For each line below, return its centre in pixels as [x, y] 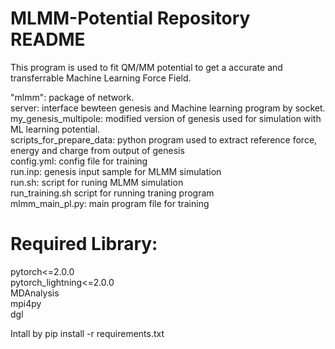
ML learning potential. [55, 129]
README [48, 39]
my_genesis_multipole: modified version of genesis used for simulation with [166, 118]
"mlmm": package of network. [72, 97]
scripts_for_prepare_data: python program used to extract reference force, [164, 139]
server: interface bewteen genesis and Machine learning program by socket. [168, 108]
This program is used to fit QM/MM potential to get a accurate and [146, 67]
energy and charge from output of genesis [97, 150]
